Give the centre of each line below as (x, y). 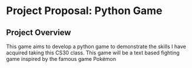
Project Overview (39, 33)
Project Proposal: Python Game (84, 11)
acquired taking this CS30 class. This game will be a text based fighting (93, 53)
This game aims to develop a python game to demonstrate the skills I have (96, 46)
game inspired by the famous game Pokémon (61, 59)
